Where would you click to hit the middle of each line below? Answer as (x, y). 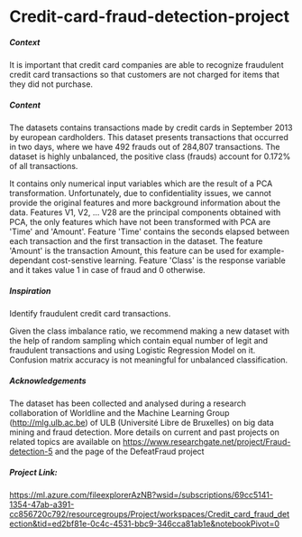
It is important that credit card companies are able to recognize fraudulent (146, 65)
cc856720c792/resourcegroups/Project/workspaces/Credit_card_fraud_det (150, 514)
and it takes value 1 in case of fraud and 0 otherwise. (107, 270)
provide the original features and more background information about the (145, 203)
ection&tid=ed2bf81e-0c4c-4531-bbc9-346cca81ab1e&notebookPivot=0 (145, 524)
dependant (30, 260)
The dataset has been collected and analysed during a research (128, 403)
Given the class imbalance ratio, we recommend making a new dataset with (150, 331)
